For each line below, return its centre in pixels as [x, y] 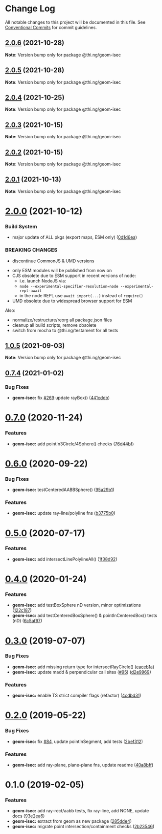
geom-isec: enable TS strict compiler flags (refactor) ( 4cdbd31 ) [77, 695]
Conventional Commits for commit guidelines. [51, 27]
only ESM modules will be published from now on [62, 270]
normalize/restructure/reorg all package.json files [62, 320]
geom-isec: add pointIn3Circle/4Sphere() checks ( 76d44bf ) [73, 444]
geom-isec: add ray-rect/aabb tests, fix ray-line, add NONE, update [81, 811]
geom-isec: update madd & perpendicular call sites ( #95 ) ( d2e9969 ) [82, 672]
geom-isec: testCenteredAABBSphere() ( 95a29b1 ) [63, 490]
